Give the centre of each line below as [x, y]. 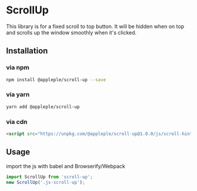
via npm [18, 68]
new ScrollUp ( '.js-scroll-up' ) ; [45, 182]
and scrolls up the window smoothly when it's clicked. [71, 32]
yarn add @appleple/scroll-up [43, 107]
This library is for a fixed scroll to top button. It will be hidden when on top [95, 26]
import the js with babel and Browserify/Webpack [66, 166]
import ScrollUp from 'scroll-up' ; [50, 177]
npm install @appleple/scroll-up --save [56, 79]
